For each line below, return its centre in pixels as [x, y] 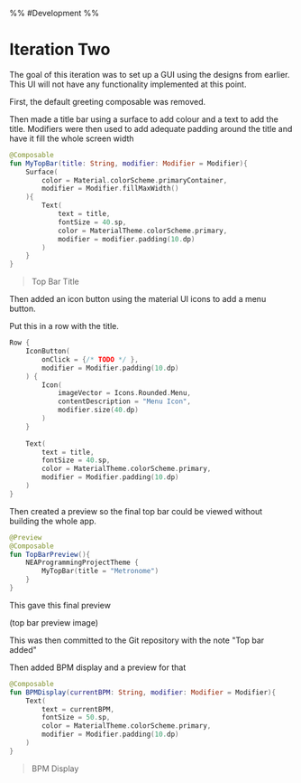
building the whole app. [53, 521]
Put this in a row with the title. [64, 326]
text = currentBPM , [78, 709]
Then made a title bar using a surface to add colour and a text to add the [144, 119]
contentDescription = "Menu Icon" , [124, 401]
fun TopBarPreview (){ [50, 554]
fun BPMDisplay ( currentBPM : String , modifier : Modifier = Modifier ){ [143, 692]
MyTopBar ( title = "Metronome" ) [100, 571]
